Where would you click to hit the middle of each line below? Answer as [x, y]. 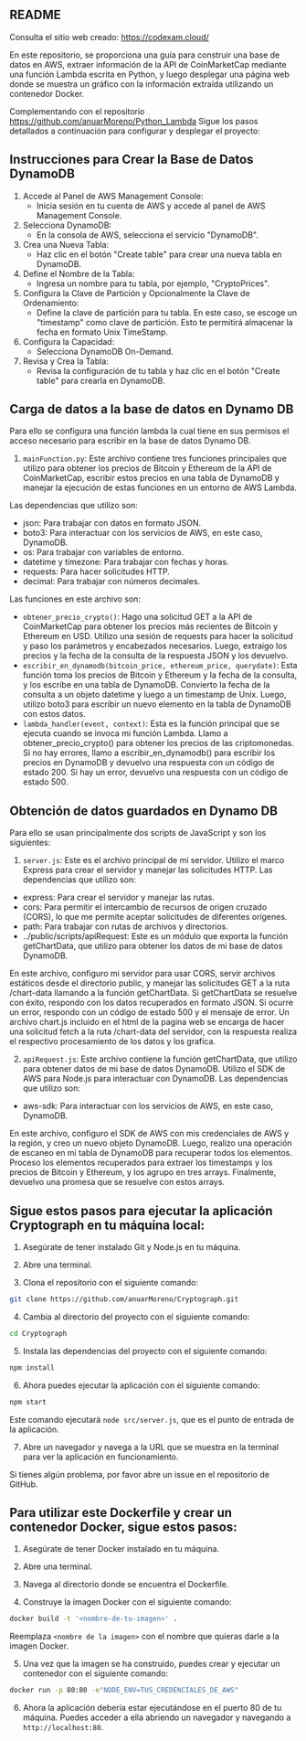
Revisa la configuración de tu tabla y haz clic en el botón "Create [158, 370]
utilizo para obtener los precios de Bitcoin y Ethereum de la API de [147, 468]
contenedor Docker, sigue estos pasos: [123, 1527]
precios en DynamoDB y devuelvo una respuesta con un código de [148, 763]
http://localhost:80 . [63, 1727]
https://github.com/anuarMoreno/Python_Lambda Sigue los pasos [134, 121]
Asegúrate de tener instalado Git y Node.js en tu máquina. [132, 1247]
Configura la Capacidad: [69, 341]
